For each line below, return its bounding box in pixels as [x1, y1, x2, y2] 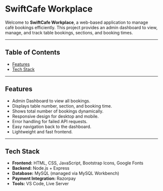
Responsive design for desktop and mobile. [12, 113, 99, 119]
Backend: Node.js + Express [12, 165, 69, 171]
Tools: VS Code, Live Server [12, 181, 69, 187]
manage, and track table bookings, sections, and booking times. [5, 30, 133, 35]
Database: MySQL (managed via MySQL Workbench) [12, 171, 120, 176]
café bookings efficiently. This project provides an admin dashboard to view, [5, 24, 158, 30]
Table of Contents [5, 48, 61, 57]
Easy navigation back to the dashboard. [12, 124, 92, 129]
